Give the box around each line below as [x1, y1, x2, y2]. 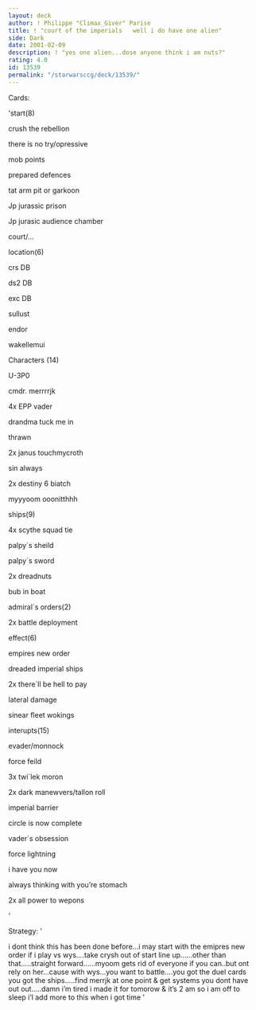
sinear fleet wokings [8, 710, 75, 719]
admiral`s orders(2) [8, 602, 72, 612]
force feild [8, 756, 42, 765]
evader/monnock [8, 741, 64, 750]
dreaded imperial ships [8, 664, 83, 673]
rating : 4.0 [8, 57, 48, 65]
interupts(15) [8, 726, 50, 735]
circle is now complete [8, 818, 82, 828]
